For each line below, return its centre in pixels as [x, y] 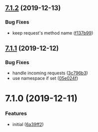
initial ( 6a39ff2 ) [28, 124]
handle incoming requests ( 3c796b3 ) [50, 73]
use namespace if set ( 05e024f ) [45, 78]
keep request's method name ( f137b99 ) [52, 33]
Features [16, 114]
